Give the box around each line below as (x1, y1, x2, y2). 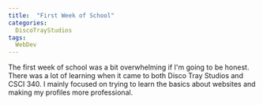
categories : (8, 19, 47, 27)
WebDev (15, 41, 37, 49)
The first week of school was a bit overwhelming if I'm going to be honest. (8, 62, 250, 72)
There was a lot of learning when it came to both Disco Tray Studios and (8, 71, 243, 81)
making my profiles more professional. (8, 88, 133, 97)
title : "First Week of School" (8, 11, 115, 20)
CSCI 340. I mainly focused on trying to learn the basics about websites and (8, 80, 256, 89)
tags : (8, 33, 26, 42)
